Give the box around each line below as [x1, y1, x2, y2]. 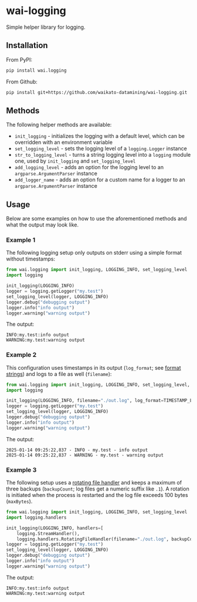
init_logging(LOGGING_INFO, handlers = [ [6, 525, 104, 531]
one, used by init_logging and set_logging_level [14, 157, 136, 165]
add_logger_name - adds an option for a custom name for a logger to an [14, 176, 186, 183]
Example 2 [6, 351, 37, 359]
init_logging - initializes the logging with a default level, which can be [14, 133, 185, 140]
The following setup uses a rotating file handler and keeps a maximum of [6, 479, 182, 486]
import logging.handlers [6, 515, 67, 520]
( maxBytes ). [6, 498, 33, 505]
